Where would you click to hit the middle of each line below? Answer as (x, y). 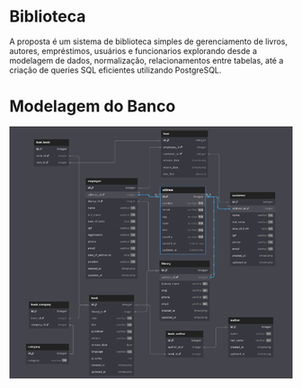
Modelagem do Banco (93, 106)
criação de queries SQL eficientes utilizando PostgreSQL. (115, 70)
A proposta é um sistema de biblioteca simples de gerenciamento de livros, (149, 41)
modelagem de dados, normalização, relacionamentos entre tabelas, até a (147, 60)
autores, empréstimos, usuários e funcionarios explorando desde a (133, 50)
